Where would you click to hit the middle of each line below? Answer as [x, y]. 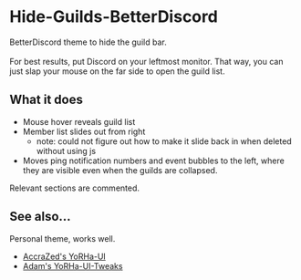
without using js [66, 150]
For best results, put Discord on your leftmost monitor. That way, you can [146, 61]
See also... [40, 217]
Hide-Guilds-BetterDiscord [114, 17]
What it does [47, 100]
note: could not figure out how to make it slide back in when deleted [164, 141]
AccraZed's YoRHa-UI [64, 256]
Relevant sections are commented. [74, 188]
